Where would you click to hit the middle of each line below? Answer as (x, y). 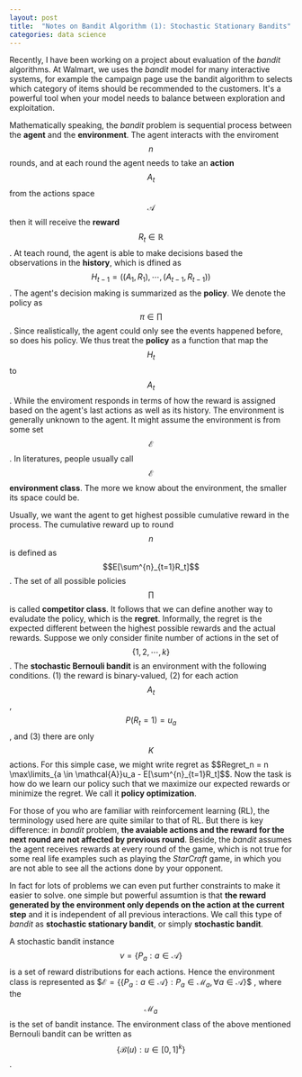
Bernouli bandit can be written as (71, 1034)
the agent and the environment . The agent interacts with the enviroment (144, 135)
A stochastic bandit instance (62, 941)
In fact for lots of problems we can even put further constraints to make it (145, 885)
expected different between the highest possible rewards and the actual (142, 628)
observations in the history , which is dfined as (95, 262)
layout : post (34, 18)
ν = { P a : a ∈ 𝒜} (151, 956)
